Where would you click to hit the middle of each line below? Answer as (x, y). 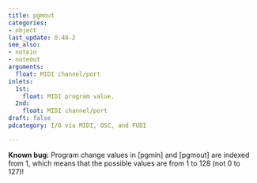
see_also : (25, 45)
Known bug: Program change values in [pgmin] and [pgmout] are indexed (129, 155)
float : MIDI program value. (68, 96)
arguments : (26, 67)
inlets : (21, 81)
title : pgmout (32, 15)
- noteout (25, 60)
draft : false (30, 118)
